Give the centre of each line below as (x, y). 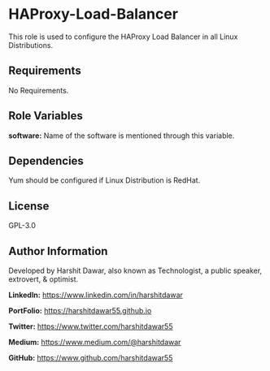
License (29, 206)
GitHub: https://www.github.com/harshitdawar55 (91, 358)
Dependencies (46, 160)
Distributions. (31, 45)
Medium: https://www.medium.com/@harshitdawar (95, 342)
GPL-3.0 (22, 226)
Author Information (58, 251)
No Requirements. (39, 90)
